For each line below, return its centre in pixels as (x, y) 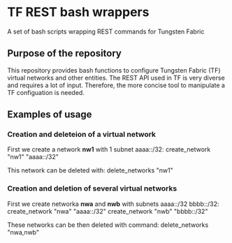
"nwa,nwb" (23, 232)
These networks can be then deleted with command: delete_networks (108, 225)
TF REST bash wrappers (78, 12)
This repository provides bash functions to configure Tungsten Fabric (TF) (114, 70)
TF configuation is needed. (46, 92)
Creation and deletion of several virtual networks (92, 189)
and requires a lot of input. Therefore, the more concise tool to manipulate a (116, 85)
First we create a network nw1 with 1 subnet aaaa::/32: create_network (109, 149)
